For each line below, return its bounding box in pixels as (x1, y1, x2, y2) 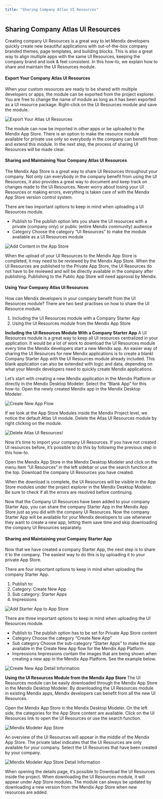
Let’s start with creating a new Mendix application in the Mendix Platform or (5, 376, 156, 382)
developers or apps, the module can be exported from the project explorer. (5, 91, 155, 97)
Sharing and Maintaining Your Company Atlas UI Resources (5, 157, 127, 163)
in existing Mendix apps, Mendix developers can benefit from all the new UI (5, 690, 156, 696)
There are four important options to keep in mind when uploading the (5, 566, 143, 572)
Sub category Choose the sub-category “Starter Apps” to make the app (12, 641, 156, 646)
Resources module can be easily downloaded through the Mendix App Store (5, 680, 158, 686)
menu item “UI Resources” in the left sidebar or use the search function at (5, 464, 153, 470)
